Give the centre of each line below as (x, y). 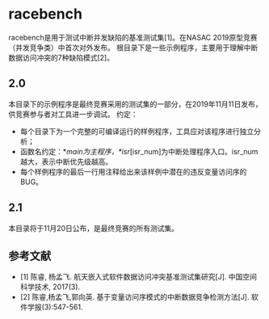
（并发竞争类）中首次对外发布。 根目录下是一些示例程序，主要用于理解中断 (133, 47)
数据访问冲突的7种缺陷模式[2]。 (61, 57)
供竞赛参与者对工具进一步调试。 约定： (73, 114)
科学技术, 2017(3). (50, 287)
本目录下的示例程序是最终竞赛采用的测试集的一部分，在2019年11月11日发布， (135, 104)
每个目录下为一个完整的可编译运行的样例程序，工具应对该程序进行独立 (137, 131)
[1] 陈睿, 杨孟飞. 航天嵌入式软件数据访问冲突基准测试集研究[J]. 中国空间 (138, 277)
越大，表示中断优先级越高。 (66, 162)
